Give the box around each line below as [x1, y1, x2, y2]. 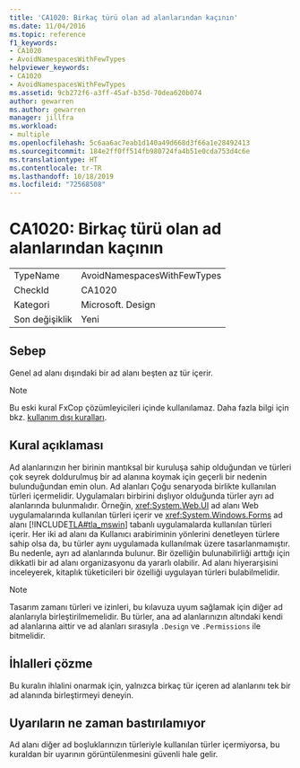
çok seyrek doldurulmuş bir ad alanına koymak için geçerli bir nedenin [9, 471, 267, 481]
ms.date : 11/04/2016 [9, 22, 87, 31]
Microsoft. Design [81, 298, 156, 311]
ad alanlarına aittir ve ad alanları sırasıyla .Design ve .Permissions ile [9, 621, 261, 631]
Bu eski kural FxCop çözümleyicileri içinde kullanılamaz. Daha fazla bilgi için [9, 402, 289, 413]
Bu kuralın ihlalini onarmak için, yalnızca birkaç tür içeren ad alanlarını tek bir [9, 680, 291, 691]
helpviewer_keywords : [9, 64, 90, 73]
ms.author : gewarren [9, 105, 87, 114]
